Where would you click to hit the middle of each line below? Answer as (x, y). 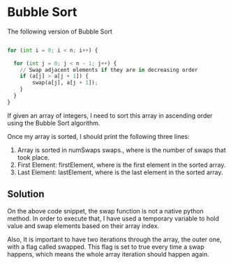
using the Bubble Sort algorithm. (54, 123)
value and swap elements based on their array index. (83, 226)
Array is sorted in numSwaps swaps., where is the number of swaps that (121, 150)
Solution (26, 194)
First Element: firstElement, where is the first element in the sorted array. (121, 165)
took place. (33, 157)
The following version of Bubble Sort (60, 31)
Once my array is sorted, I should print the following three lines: (98, 136)
